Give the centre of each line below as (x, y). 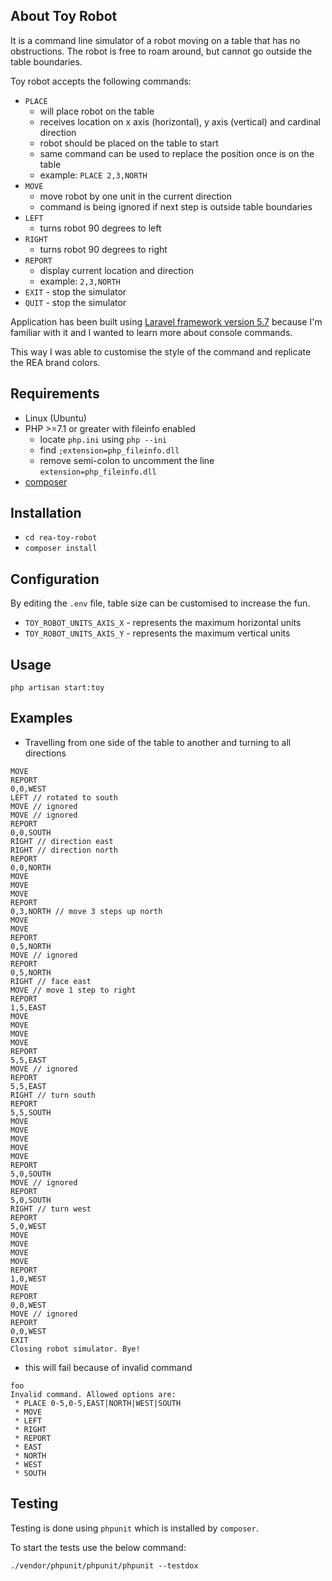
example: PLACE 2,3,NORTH (93, 175)
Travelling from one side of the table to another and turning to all (158, 742)
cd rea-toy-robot (61, 538)
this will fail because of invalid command (108, 1367)
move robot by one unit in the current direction (136, 196)
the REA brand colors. (55, 362)
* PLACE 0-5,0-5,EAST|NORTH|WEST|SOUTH (98, 1403)
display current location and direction (116, 270)
